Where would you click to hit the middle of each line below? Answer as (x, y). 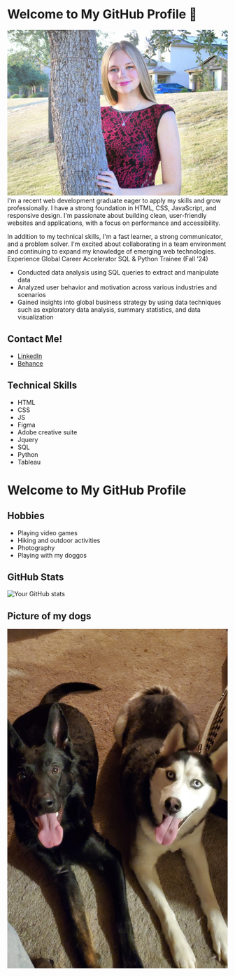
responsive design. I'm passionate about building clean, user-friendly (107, 215)
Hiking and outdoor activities (59, 540)
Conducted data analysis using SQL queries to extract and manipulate (118, 272)
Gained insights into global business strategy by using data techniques (119, 302)
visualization (35, 317)
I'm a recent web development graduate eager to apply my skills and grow (114, 200)
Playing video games (48, 532)
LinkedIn (30, 356)
